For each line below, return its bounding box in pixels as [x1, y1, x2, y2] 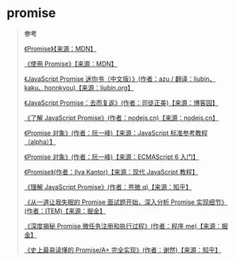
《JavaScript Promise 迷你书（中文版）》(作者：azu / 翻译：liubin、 [23, 74, 217, 83]
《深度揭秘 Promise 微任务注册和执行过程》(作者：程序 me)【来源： [23, 221, 222, 230]
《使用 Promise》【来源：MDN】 [23, 59, 117, 68]
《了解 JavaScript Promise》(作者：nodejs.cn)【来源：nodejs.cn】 [23, 113, 219, 122]
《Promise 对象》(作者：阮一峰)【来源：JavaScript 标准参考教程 [23, 128, 208, 137]
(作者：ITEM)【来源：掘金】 [23, 206, 106, 215]
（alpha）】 [23, 137, 56, 146]
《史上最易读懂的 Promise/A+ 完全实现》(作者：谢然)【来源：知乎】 [23, 245, 222, 254]
